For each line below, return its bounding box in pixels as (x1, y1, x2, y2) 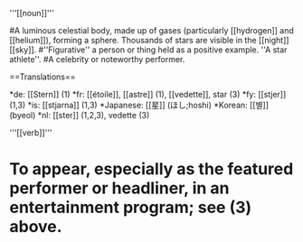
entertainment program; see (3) (9, 198, 252, 218)
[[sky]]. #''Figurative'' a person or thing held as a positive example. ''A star (9, 44, 288, 55)
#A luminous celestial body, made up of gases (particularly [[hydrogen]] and (9, 25, 294, 35)
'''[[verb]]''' (9, 127, 52, 138)
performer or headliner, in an (9, 178, 230, 199)
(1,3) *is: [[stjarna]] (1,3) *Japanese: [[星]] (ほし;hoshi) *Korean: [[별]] (9, 99, 270, 110)
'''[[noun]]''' (9, 8, 54, 18)
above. (9, 217, 62, 237)
